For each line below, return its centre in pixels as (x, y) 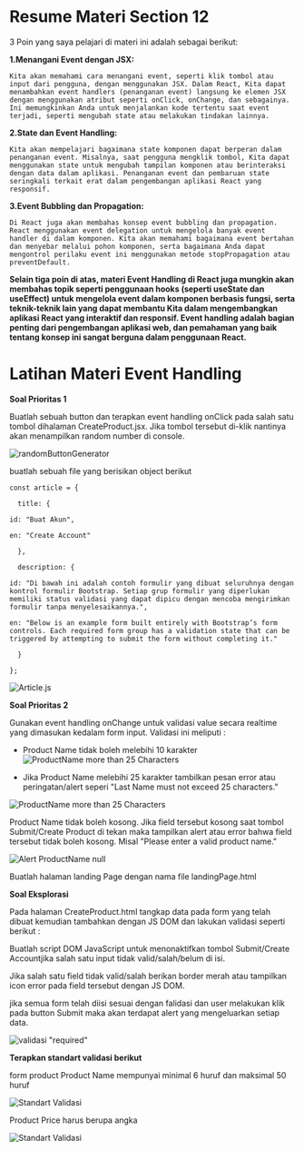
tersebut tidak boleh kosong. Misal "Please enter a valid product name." (143, 841)
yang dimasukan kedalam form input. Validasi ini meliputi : (118, 732)
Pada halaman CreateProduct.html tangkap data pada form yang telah (140, 911)
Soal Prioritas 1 (38, 399)
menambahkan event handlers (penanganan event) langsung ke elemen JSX (147, 92)
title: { (34, 503)
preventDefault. (40, 262)
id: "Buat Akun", (42, 520)
